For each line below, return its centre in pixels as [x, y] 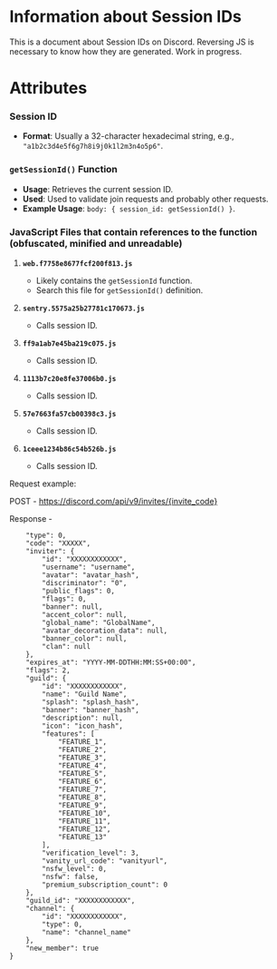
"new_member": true [62, 949]
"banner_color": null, [85, 639]
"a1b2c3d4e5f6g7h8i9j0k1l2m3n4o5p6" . [93, 146]
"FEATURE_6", [82, 782]
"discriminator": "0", [85, 583]
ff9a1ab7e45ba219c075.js [69, 344]
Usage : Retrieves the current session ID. [98, 189]
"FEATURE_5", [82, 774]
